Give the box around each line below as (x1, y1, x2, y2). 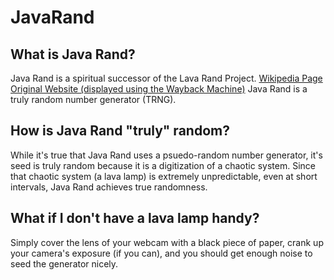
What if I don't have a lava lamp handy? (10, 210, 260, 227)
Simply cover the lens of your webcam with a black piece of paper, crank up (10, 236, 324, 248)
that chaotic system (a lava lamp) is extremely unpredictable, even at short (10, 170, 318, 182)
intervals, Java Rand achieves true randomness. (10, 181, 208, 193)
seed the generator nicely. (10, 257, 119, 270)
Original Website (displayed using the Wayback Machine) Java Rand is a (10, 83, 308, 95)
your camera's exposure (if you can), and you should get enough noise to (10, 247, 313, 259)
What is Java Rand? (10, 46, 136, 63)
